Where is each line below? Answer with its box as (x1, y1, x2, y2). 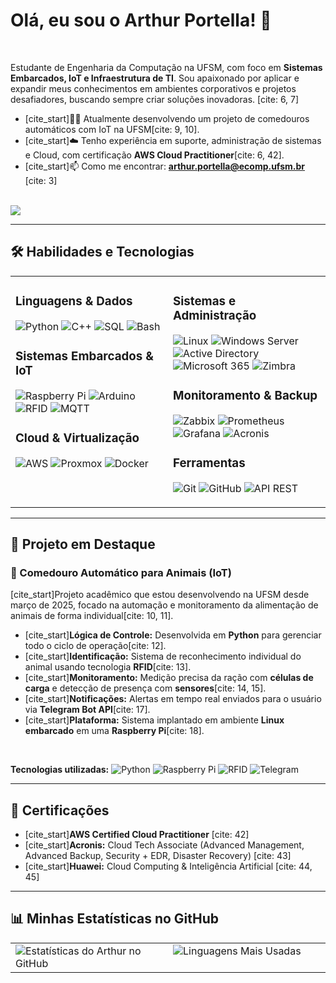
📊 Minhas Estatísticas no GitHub (10, 910, 220, 928)
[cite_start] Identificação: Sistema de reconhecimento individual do (24, 650, 302, 663)
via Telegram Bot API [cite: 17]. (24, 704, 151, 716)
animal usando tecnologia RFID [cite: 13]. (24, 661, 192, 673)
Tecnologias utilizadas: (10, 764, 110, 776)
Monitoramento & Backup (173, 387, 318, 403)
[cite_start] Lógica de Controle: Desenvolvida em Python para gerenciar (24, 629, 322, 641)
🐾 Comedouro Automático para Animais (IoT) (10, 565, 232, 579)
